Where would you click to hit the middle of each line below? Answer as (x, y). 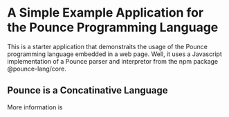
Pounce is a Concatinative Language (88, 90)
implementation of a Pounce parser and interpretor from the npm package (113, 61)
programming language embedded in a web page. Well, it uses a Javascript (115, 54)
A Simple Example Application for (106, 13)
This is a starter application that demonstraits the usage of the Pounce (107, 46)
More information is (35, 107)
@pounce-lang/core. (37, 69)
